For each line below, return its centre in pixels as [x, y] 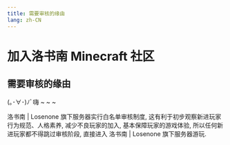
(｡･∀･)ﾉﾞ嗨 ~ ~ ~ [32, 101]
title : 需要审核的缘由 [36, 13]
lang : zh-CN [24, 20]
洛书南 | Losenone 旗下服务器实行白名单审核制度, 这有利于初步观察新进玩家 [114, 116]
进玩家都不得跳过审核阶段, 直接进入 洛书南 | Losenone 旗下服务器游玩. [107, 134]
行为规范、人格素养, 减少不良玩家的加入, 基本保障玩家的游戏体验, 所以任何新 [115, 125]
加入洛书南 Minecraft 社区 [81, 56]
